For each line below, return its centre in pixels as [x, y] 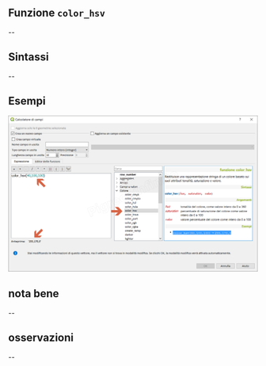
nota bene [34, 294]
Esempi [27, 101]
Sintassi [28, 57]
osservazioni [41, 338]
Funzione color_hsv [57, 13]
